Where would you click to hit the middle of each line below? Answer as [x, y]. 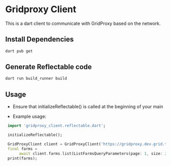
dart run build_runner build [36, 79]
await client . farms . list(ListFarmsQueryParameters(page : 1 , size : [91, 153]
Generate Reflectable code [49, 67]
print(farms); [22, 158]
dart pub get [19, 51]
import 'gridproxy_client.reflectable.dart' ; [56, 126]
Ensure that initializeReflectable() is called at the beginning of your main [88, 107]
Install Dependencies [39, 39]
